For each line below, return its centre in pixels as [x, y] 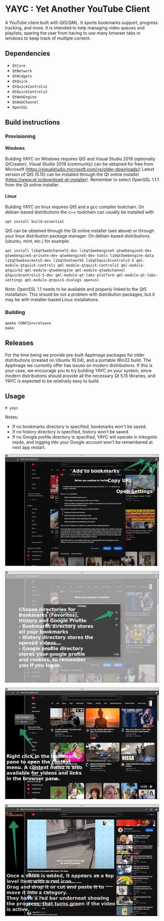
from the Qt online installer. [32, 185]
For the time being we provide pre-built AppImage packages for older [75, 355]
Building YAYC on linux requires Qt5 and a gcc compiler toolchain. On [75, 207]
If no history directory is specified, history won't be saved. [71, 432]
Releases [19, 343]
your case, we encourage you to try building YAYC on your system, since [78, 370]
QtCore [19, 66]
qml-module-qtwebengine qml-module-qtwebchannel [75, 270]
